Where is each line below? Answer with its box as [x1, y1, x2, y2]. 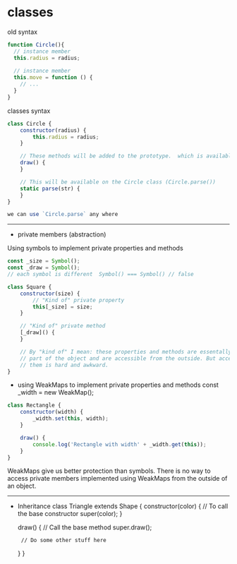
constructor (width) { [20, 409, 83, 416]
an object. [7, 481, 37, 491]
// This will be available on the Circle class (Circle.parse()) [20, 178, 217, 186]
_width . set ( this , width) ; [32, 415, 109, 422]
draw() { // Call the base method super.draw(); [17, 523, 152, 532]
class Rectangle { [7, 402, 61, 409]
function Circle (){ [7, 41, 65, 48]
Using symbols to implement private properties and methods [7, 244, 183, 253]
